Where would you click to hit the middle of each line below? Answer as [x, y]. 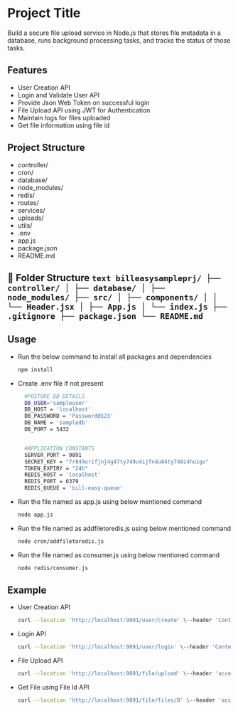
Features [27, 70]
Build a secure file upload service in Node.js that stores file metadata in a [114, 33]
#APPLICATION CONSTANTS [59, 448]
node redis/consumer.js [53, 568]
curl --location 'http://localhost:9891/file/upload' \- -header [115, 674]
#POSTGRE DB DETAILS [55, 396]
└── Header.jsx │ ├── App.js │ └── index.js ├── [117, 306]
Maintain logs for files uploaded [64, 117]
